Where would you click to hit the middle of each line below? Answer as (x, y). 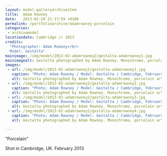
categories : (17, 28)
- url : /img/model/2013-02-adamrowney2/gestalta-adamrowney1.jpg (76, 70)
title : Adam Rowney (27, 14)
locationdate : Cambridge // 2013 (40, 38)
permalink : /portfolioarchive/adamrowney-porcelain (60, 24)
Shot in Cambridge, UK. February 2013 (45, 148)
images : (13, 65)
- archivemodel (23, 33)
